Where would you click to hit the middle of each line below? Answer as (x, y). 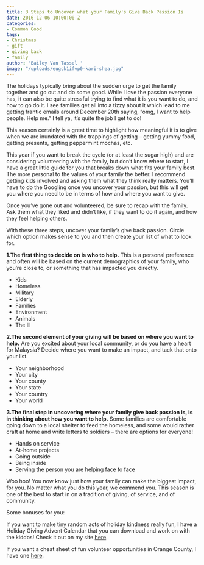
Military (25, 293)
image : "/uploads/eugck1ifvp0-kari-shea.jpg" (65, 69)
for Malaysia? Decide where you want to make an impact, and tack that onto (101, 350)
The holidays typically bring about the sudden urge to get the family (91, 86)
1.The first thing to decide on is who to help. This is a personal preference (100, 255)
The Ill (23, 325)
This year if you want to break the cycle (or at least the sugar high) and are (100, 155)
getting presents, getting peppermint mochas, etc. (69, 143)
